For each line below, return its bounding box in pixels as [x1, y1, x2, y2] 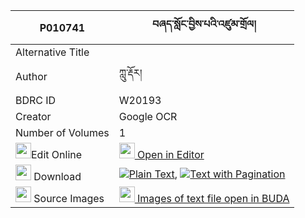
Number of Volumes [15, 126, 110, 139]
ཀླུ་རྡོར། [118, 66, 143, 79]
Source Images [33, 192, 105, 205]
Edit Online [31, 148, 83, 161]
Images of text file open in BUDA [137, 192, 290, 205]
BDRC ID [15, 94, 57, 107]
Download [33, 170, 82, 183]
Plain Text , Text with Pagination [128, 167, 286, 181]
